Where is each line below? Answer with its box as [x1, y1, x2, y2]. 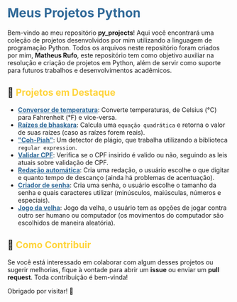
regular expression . [17, 143, 77, 152]
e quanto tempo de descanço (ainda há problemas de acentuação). [17, 173, 215, 181]
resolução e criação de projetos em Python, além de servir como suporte [7, 58, 221, 67]
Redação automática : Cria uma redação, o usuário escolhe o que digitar [17, 165, 230, 174]
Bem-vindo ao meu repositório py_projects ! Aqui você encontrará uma [7, 28, 214, 37]
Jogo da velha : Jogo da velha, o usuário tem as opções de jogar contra [17, 203, 227, 212]
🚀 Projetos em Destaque [7, 86, 116, 99]
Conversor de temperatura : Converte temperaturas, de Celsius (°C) [17, 105, 217, 114]
